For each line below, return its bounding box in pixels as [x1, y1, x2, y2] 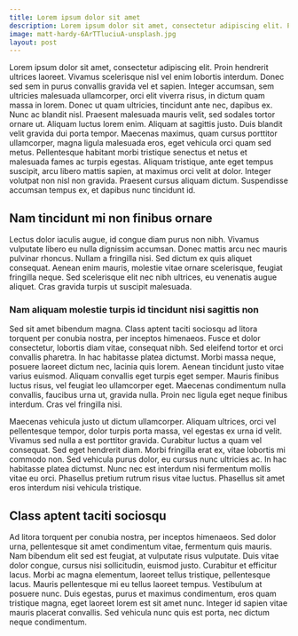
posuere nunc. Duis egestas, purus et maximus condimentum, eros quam [9, 588, 277, 600]
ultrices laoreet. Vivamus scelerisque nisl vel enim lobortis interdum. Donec [9, 72, 285, 83]
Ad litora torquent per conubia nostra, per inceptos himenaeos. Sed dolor [9, 532, 277, 543]
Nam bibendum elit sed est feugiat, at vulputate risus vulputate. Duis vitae [9, 551, 279, 561]
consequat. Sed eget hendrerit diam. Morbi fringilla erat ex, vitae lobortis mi [9, 445, 286, 456]
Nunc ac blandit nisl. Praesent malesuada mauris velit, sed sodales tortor [9, 109, 276, 120]
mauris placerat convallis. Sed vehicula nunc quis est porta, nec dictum [9, 608, 271, 618]
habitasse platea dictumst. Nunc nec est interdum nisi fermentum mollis [9, 464, 271, 474]
